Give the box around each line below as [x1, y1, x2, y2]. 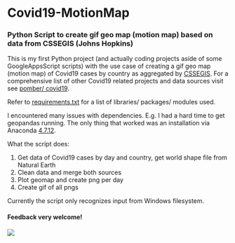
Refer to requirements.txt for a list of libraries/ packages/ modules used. [7, 98, 216, 106]
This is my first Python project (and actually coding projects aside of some [7, 55, 222, 63]
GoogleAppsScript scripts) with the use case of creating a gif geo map [7, 62, 211, 71]
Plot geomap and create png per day [17, 176, 124, 184]
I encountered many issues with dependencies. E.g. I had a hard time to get [7, 111, 225, 120]
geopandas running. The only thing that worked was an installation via [7, 119, 210, 127]
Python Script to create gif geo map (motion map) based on [7, 30, 213, 40]
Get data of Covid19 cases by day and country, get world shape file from [17, 153, 228, 162]
